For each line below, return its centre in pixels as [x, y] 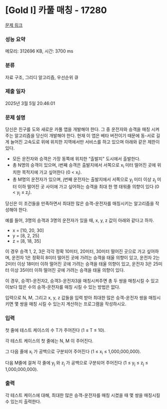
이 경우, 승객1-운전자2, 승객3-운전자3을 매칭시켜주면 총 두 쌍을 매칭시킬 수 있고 [82, 281]
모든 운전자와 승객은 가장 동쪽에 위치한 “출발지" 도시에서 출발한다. [76, 159]
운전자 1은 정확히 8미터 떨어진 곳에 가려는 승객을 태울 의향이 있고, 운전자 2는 [86, 258]
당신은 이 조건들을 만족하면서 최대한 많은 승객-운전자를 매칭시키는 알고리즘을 [79, 204]
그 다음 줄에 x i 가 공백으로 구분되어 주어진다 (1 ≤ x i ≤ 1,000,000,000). [73, 352]
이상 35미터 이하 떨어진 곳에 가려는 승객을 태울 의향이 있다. [67, 270]
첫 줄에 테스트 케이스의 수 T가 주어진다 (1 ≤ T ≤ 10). [55, 330]
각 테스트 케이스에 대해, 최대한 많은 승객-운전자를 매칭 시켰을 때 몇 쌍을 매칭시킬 [83, 395]
